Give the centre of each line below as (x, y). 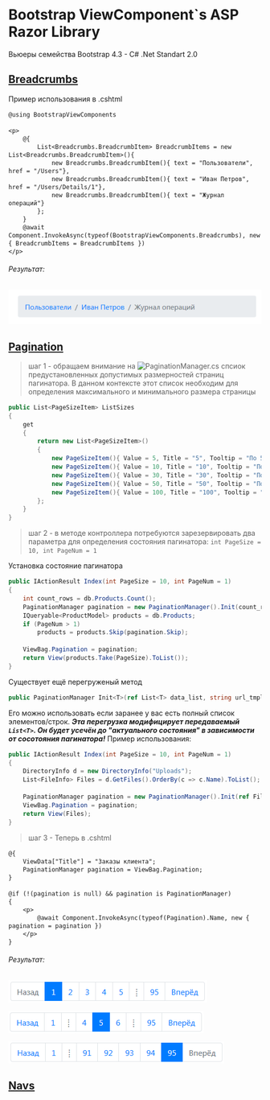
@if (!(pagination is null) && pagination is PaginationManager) (120, 894)
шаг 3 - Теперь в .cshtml (70, 838)
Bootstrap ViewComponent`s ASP (124, 15)
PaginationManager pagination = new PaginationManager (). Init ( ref (136, 797)
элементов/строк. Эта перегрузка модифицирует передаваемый (124, 721)
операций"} (27, 203)
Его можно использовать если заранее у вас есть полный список (122, 713)
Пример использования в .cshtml (65, 99)
